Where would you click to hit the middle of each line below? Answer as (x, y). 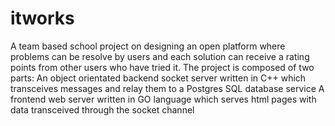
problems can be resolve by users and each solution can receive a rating (160, 56)
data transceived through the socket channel (102, 109)
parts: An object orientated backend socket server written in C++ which (158, 78)
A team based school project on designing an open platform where (148, 46)
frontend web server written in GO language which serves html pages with (163, 99)
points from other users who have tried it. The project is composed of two (162, 67)
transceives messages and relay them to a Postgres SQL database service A (167, 88)
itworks (42, 18)
